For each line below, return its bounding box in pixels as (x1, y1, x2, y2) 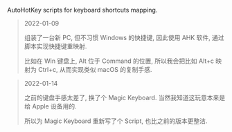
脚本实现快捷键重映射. (24, 42, 87, 50)
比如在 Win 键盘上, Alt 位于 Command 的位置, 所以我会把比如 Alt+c (24, 57, 215, 65)
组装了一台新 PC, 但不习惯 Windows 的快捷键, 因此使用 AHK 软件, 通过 (24, 34, 225, 41)
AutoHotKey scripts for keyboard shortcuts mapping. (7, 6, 158, 14)
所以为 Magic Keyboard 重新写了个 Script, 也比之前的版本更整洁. (24, 117, 208, 125)
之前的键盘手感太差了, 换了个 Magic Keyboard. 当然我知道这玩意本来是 (24, 93, 226, 102)
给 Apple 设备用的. (24, 102, 78, 110)
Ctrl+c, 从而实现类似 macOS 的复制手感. (37, 66, 152, 73)
